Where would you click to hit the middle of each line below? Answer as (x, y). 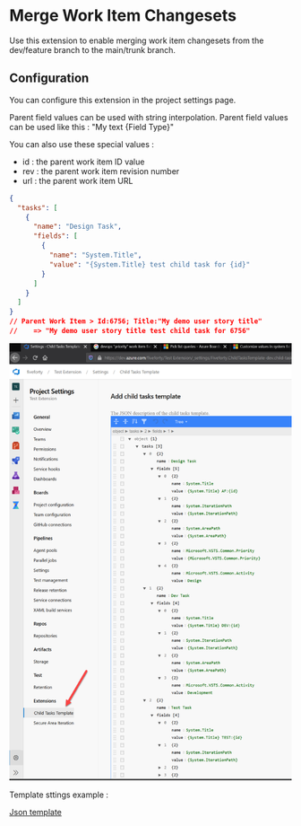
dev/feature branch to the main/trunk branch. (93, 49)
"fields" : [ (55, 236)
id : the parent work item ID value (83, 162)
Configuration (49, 79)
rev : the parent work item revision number (101, 171)
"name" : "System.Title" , (95, 255)
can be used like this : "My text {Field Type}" (92, 127)
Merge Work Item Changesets (123, 16)
